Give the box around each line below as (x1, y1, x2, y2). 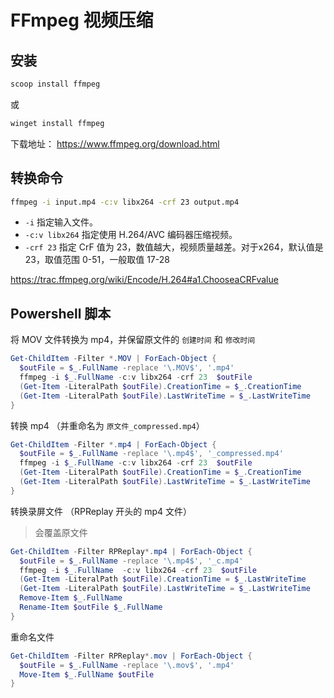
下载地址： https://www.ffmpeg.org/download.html (10, 137, 220, 150)
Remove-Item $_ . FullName (19, 593, 123, 603)
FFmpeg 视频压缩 (10, 9, 154, 32)
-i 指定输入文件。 (24, 216, 99, 228)
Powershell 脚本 (10, 305, 112, 322)
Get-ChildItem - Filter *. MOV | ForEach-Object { (10, 354, 217, 364)
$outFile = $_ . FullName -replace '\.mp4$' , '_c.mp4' (19, 556, 244, 566)
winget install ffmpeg (10, 118, 105, 128)
